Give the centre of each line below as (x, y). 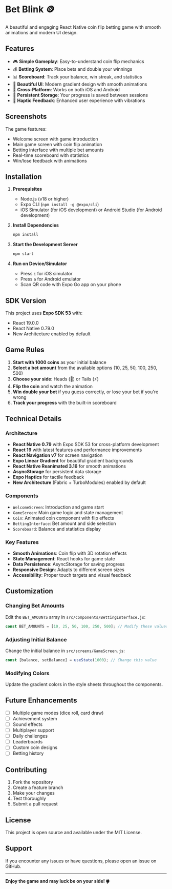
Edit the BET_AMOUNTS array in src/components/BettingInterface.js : (76, 617)
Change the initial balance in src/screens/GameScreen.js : (65, 651)
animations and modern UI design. (41, 32)
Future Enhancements (41, 701)
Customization (29, 591)
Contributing (26, 770)
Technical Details (34, 419)
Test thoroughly (29, 799)
